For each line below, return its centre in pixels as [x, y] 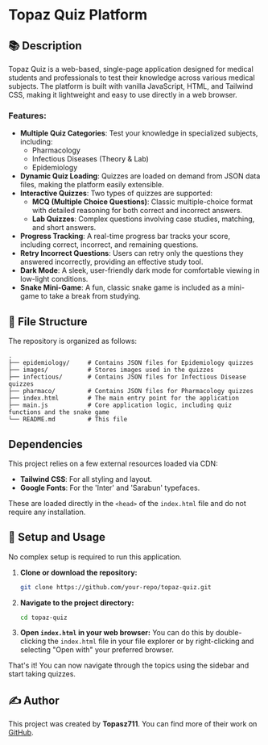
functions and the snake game [59, 412]
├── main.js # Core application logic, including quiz [120, 405]
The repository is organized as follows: [73, 341]
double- [229, 633]
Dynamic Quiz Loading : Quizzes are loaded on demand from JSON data [140, 176]
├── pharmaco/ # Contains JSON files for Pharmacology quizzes [131, 391]
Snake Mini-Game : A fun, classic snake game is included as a [123, 287]
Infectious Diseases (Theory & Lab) [90, 159]
